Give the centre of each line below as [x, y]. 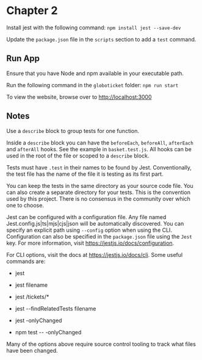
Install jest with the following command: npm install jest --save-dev [94, 27]
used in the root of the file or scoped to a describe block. [78, 156]
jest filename [31, 285]
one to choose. [25, 205]
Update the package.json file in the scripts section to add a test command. [101, 39]
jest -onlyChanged [38, 320]
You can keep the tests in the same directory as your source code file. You [100, 185]
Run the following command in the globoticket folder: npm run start [92, 85]
